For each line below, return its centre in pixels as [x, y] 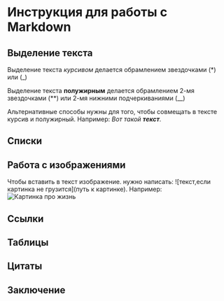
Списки [25, 141]
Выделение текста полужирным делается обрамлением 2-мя [101, 91]
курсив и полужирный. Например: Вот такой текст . [84, 119]
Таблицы [28, 242]
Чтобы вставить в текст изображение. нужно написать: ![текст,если [109, 182]
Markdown [39, 27]
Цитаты [25, 266]
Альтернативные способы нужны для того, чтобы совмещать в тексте [112, 112]
